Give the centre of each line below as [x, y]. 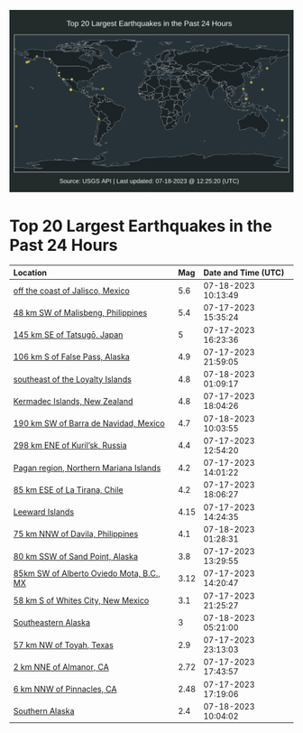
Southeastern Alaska [52, 623]
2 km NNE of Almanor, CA [61, 667]
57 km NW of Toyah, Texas [64, 645]
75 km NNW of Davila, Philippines [76, 534]
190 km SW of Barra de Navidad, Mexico [89, 423]
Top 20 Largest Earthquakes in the [141, 226]
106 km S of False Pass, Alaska [72, 357]
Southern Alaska [44, 711]
